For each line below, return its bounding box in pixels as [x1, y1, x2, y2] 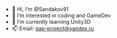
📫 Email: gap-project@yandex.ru [11, 25, 94, 32]
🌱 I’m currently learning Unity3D [11, 18, 91, 25]
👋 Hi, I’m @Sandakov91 [11, 6, 69, 12]
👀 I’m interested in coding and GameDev [11, 12, 112, 19]
